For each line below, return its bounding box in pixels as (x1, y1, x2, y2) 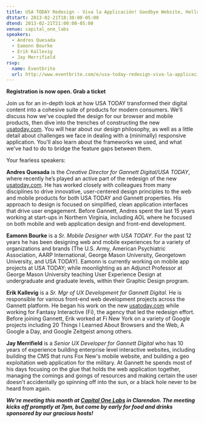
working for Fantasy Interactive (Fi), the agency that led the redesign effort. (6, 309, 195, 316)
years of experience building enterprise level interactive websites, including (6, 346, 195, 354)
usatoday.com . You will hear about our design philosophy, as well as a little (6, 125, 194, 133)
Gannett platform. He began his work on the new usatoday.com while (6, 302, 179, 309)
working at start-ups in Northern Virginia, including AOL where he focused (6, 214, 192, 221)
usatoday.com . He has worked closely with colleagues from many (6, 181, 171, 189)
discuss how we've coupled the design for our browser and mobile (6, 113, 173, 120)
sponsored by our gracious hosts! (6, 410, 94, 417)
